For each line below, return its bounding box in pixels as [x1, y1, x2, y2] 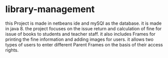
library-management [5, 4, 95, 15]
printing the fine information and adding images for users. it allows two [5, 36, 154, 42]
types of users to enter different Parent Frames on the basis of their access [5, 41, 163, 47]
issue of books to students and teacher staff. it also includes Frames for [5, 31, 156, 37]
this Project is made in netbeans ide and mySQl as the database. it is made [5, 20, 162, 26]
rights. [5, 47, 19, 53]
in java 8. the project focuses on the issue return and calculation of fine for [5, 25, 162, 31]
